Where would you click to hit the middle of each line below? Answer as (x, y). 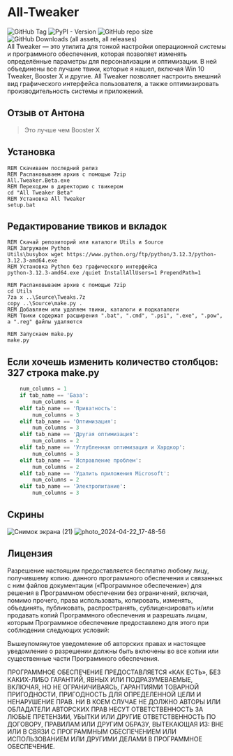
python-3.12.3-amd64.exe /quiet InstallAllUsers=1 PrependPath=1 (104, 273)
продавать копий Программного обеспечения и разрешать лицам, (107, 615)
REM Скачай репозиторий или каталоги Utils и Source (85, 242)
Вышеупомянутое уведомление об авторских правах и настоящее (106, 643)
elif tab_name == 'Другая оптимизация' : (79, 435)
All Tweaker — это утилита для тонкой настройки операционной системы (117, 46)
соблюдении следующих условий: (59, 630)
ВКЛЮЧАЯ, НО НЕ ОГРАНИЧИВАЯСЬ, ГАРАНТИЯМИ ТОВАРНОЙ (103, 687)
